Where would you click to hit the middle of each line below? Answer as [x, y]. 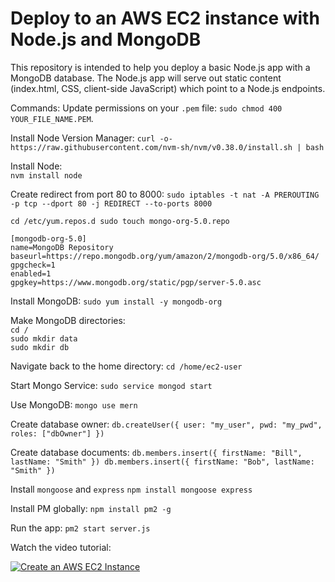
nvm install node [46, 175]
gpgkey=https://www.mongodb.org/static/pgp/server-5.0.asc [136, 282]
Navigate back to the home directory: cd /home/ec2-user [126, 366]
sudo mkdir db [40, 347]
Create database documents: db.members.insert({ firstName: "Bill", [156, 452]
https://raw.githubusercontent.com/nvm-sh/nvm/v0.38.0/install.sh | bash [167, 147]
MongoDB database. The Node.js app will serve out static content [146, 78]
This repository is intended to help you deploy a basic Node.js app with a [160, 67]
